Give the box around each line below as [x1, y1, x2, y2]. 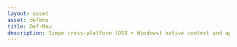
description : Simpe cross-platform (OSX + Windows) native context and [7, 29, 222, 37]
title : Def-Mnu [7, 23, 52, 30]
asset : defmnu [7, 17, 49, 23]
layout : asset [7, 10, 49, 17]
